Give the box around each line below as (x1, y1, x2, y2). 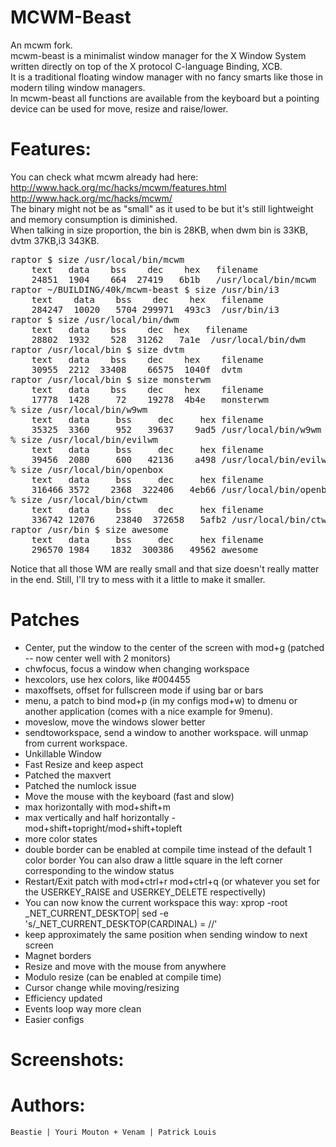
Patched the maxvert (24, 769, 112, 781)
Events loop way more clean (24, 1002, 142, 1015)
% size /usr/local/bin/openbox (10, 464, 164, 475)
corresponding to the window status (24, 864, 175, 876)
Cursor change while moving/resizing (24, 981, 180, 993)
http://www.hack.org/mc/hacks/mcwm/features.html (10, 181, 227, 193)
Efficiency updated (24, 992, 103, 1004)
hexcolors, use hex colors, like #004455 (24, 673, 191, 685)
